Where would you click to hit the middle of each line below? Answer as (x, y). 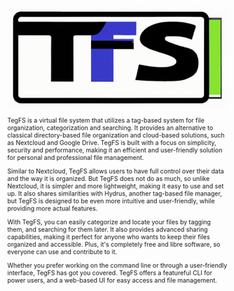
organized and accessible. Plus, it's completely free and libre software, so (114, 245)
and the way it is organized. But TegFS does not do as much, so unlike (109, 179)
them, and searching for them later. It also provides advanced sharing (108, 229)
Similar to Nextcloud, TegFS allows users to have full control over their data (116, 171)
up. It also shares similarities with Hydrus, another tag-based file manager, (115, 194)
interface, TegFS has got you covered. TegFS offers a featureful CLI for (110, 273)
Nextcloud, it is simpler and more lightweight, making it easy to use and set (116, 186)
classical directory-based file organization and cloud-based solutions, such (116, 135)
